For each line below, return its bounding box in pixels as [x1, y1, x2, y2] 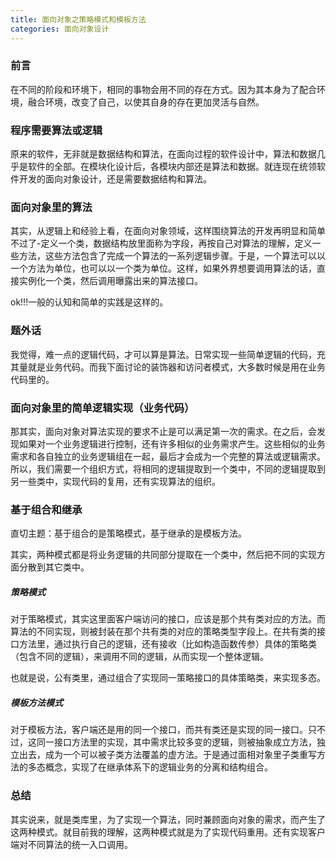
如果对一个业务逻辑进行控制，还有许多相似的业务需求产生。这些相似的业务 [18, 437, 326, 450]
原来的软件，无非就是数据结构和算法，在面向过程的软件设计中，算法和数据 [10, 148, 317, 160]
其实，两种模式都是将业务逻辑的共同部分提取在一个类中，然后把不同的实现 [10, 549, 317, 561]
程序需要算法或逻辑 [10, 123, 103, 137]
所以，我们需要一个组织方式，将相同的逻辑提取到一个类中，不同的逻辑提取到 [10, 462, 326, 475]
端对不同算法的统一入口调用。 [10, 838, 133, 850]
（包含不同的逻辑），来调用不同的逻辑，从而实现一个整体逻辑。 [10, 651, 269, 663]
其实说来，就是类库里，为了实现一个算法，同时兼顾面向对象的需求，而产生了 [10, 813, 326, 825]
